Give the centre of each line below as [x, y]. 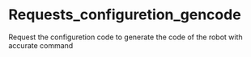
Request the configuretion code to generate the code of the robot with [125, 37]
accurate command [41, 45]
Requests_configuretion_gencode [125, 15]
